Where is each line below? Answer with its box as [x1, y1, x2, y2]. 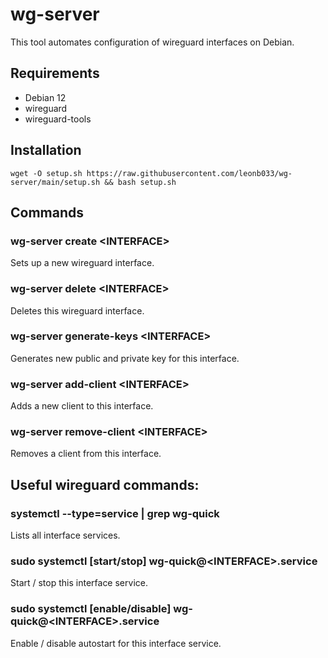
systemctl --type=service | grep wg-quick [10, 506, 220, 520]
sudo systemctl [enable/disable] [10, 602, 172, 616]
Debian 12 [24, 91, 67, 103]
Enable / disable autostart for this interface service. [10, 637, 222, 649]
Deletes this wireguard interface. [10, 304, 145, 317]
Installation [10, 142, 82, 159]
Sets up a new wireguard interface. [10, 257, 155, 269]
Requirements [10, 65, 100, 82]
